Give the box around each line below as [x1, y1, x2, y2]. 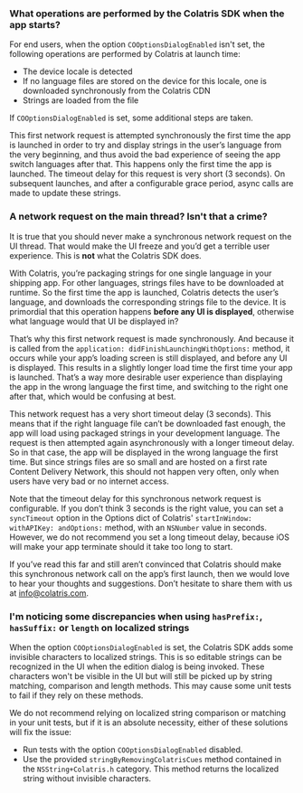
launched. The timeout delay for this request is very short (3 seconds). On [9, 168, 286, 179]
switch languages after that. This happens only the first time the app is [9, 159, 272, 170]
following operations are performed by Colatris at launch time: [9, 49, 241, 60]
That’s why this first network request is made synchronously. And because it [9, 333, 295, 344]
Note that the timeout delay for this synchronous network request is [9, 493, 262, 504]
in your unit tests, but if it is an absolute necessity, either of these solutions [9, 717, 289, 728]
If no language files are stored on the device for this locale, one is [22, 76, 267, 87]
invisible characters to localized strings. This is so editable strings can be [9, 651, 282, 662]
